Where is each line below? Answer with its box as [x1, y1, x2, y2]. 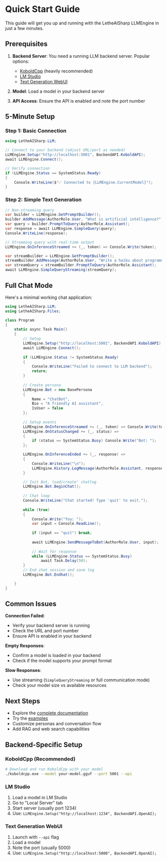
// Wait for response [31, 549, 77, 554]
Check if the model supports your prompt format [12, 657, 112, 664]
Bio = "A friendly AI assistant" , [31, 401, 103, 406]
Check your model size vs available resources [12, 682, 107, 688]
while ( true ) [23, 507, 50, 512]
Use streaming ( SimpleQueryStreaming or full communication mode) [12, 677, 150, 683]
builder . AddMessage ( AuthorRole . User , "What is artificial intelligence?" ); [5, 217, 166, 222]
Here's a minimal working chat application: [5, 294, 92, 300]
